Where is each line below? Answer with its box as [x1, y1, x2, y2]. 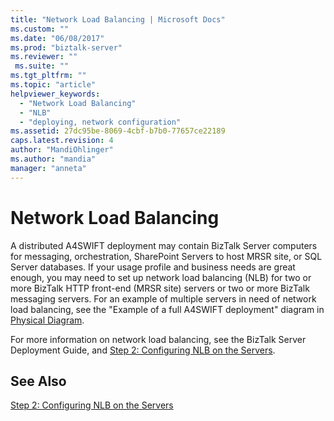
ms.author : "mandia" [10, 154, 97, 164]
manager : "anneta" [10, 163, 87, 173]
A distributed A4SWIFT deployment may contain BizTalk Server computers [10, 239, 318, 251]
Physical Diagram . [10, 314, 85, 326]
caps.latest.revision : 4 [10, 136, 114, 146]
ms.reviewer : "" [10, 52, 78, 62]
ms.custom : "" [10, 24, 70, 34]
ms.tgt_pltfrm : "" [10, 71, 87, 81]
